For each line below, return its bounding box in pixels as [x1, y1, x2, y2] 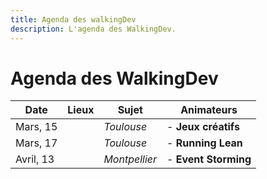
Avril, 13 [15, 152, 55, 166]
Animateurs [180, 103, 238, 117]
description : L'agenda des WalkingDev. [10, 24, 177, 34]
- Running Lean [166, 136, 243, 150]
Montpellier [103, 152, 158, 166]
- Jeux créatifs [166, 120, 240, 134]
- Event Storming [166, 152, 252, 166]
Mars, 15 [15, 120, 58, 134]
